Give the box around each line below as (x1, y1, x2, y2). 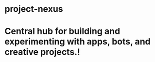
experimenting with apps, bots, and (4, 36, 151, 47)
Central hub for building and (4, 26, 121, 37)
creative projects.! (4, 46, 81, 58)
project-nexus (4, 3, 64, 15)
